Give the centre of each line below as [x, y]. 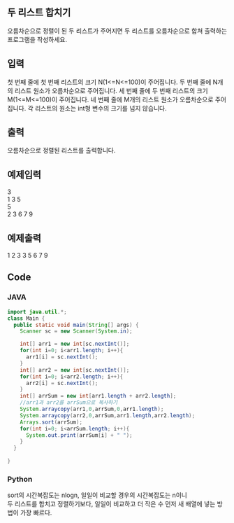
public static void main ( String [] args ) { [76, 325]
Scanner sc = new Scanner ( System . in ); [76, 331]
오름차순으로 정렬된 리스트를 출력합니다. [61, 151]
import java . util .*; [37, 312]
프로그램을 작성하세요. [37, 39]
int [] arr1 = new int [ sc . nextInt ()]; [75, 344]
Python [20, 479]
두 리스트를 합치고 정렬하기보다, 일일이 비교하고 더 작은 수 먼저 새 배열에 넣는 [111, 504]
